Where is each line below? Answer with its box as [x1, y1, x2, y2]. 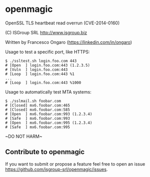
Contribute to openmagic [5, 148, 85, 156]
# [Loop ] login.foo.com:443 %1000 [5, 80, 81, 85]
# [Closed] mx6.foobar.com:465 [5, 103, 70, 108]
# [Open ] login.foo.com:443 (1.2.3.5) [5, 63, 91, 68]
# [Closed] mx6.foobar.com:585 [5, 107, 70, 112]
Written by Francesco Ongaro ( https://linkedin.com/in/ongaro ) [5, 39, 132, 45]
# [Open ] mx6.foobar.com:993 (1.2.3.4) [5, 111, 93, 116]
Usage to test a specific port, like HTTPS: [5, 49, 90, 55]
